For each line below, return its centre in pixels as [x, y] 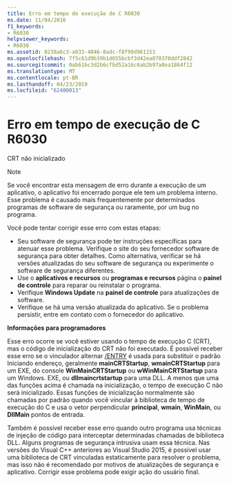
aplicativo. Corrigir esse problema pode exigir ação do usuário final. [103, 472]
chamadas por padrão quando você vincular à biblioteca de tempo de [106, 400]
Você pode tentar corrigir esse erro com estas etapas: [84, 228]
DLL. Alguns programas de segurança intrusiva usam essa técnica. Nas [109, 443]
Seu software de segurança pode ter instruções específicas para [109, 241]
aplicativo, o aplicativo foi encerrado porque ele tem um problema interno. [112, 193]
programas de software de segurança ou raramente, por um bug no [103, 207]
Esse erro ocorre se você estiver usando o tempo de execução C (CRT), [109, 342]
